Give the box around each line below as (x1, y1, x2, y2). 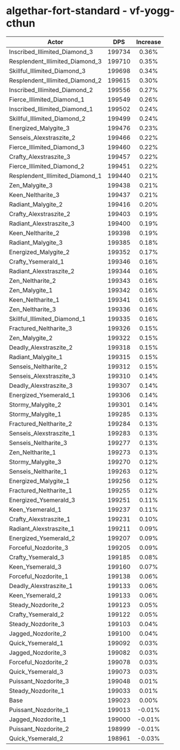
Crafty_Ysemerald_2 (9, 610, 64, 619)
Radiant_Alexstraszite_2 (9, 267, 75, 275)
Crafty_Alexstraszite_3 (9, 153, 71, 161)
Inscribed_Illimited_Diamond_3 (9, 48, 93, 56)
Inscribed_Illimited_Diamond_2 (9, 86, 93, 94)
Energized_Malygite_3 (9, 124, 70, 132)
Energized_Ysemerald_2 (9, 534, 76, 542)
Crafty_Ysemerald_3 (9, 553, 64, 561)
